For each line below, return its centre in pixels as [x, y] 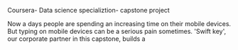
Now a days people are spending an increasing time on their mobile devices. [119, 24]
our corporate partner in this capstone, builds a [76, 39]
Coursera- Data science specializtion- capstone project [89, 10]
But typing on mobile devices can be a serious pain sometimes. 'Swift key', [117, 31]
